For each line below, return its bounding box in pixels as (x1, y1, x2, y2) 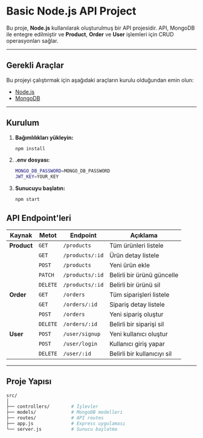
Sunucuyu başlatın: (14, 185, 65, 192)
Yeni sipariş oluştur (109, 310, 164, 318)
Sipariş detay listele (109, 300, 165, 309)
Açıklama (130, 231, 158, 240)
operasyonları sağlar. (6, 37, 59, 44)
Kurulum (6, 118, 40, 128)
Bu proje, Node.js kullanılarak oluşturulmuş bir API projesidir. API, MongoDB (6, 24, 195, 31)
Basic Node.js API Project (6, 4, 137, 18)
